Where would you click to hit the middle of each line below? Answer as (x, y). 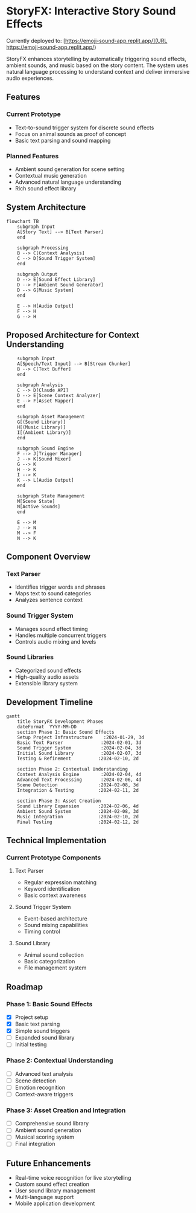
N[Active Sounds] (39, 506)
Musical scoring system (44, 1137)
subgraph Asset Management (51, 416)
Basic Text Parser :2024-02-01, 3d (79, 742)
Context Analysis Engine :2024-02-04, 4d (79, 774)
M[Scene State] (36, 501)
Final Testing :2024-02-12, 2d (78, 822)
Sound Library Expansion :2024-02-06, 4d (78, 806)
